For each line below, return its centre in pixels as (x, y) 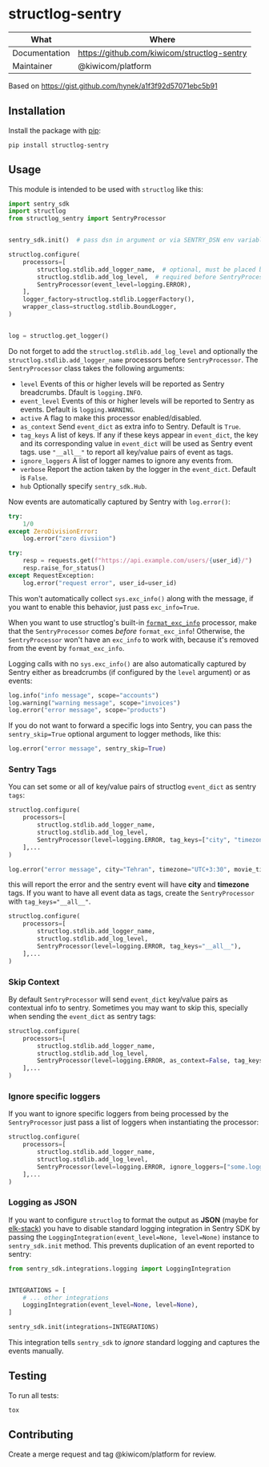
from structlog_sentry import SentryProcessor (87, 219)
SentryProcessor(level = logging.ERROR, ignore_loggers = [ (132, 1167)
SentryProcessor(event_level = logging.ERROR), (114, 284)
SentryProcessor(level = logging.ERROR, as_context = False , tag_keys (150, 1061)
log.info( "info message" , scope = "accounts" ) (84, 695)
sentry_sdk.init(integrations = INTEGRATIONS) (84, 1327)
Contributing (41, 1434)
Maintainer (32, 66)
